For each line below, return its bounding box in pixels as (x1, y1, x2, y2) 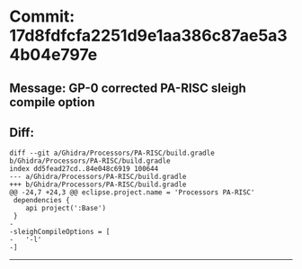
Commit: (9, 6, 75, 27)
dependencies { (13, 196, 70, 205)
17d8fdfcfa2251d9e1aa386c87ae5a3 (9, 25, 288, 46)
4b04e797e (9, 45, 98, 65)
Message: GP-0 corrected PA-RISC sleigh (9, 80, 247, 95)
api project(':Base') (25, 204, 106, 213)
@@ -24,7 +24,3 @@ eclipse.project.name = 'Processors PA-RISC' (9, 188, 255, 197)
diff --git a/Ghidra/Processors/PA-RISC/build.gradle (9, 148, 216, 158)
